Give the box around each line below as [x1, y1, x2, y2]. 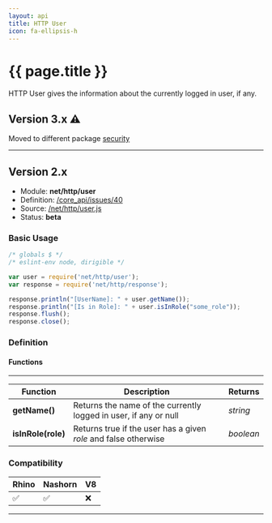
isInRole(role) [12, 428, 66, 439]
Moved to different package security [8, 134, 130, 144]
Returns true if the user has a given [73, 423, 206, 435]
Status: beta [19, 212, 62, 221]
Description [124, 386, 170, 397]
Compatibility [8, 457, 63, 469]
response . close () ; [8, 318, 70, 326]
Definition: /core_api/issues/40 [19, 195, 123, 204]
